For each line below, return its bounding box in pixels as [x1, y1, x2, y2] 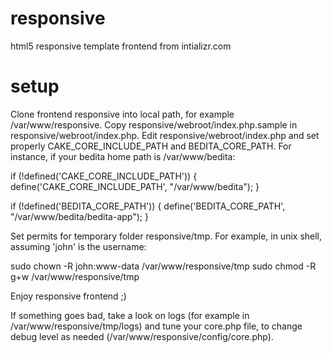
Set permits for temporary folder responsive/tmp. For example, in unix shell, [10, 230, 323, 242]
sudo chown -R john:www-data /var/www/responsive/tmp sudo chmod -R [10, 260, 317, 272]
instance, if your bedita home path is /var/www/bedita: [10, 150, 236, 162]
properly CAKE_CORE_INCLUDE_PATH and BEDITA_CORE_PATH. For [10, 140, 292, 152]
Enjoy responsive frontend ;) [10, 290, 127, 302]
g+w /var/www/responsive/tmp [10, 270, 140, 282]
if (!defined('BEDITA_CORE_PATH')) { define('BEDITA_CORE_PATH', [10, 200, 286, 212]
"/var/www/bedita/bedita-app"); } [10, 210, 149, 222]
